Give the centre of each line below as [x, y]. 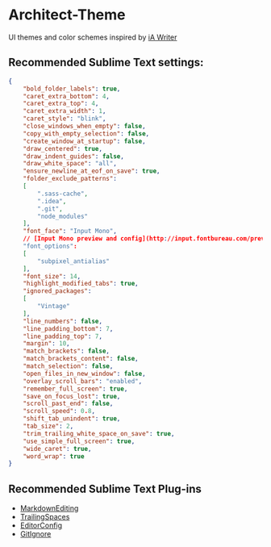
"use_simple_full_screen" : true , [79, 441]
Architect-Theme [67, 15]
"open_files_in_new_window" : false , [85, 374]
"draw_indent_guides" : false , [74, 156]
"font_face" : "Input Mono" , [70, 232]
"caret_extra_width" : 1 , [65, 111]
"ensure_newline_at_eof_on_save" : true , [92, 171]
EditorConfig [41, 525]
